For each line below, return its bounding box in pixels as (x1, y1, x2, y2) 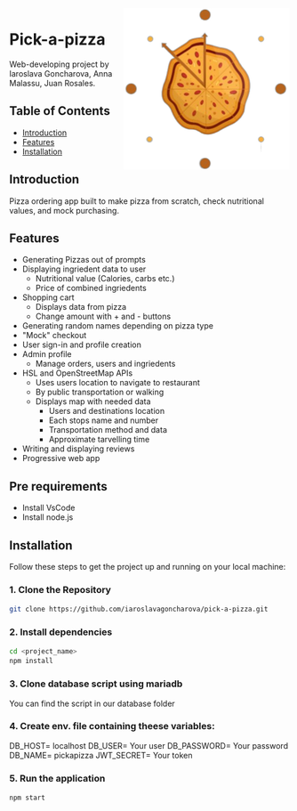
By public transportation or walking (35, 386, 165, 398)
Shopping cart (21, 292, 75, 303)
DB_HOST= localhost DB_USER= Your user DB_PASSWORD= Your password (9, 740, 289, 750)
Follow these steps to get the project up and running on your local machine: (9, 562, 286, 572)
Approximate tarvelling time (48, 434, 150, 445)
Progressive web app (21, 453, 100, 464)
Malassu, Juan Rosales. (9, 77, 96, 88)
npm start (9, 793, 46, 803)
